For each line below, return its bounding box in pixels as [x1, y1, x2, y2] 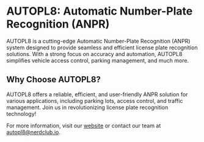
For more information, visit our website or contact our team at [6, 122, 161, 129]
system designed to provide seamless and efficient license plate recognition [6, 44, 198, 51]
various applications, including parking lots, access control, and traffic [6, 97, 183, 104]
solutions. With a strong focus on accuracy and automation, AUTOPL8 [6, 50, 183, 57]
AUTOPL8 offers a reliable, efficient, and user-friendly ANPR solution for [6, 90, 188, 98]
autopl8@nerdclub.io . [6, 128, 61, 135]
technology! [6, 110, 37, 117]
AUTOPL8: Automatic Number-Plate [6, 4, 193, 18]
